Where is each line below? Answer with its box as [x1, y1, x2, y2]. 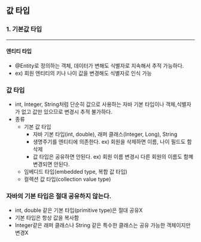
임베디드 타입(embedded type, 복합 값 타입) [23, 168, 127, 176]
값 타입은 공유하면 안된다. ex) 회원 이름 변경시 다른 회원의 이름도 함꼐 [32, 153, 193, 161]
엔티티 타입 [6, 47, 32, 55]
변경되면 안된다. [32, 161, 70, 168]
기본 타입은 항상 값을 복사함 [14, 214, 80, 222]
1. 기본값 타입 [6, 25, 42, 34]
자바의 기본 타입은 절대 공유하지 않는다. [6, 192, 112, 201]
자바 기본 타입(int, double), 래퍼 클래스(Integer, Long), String [32, 131, 178, 138]
